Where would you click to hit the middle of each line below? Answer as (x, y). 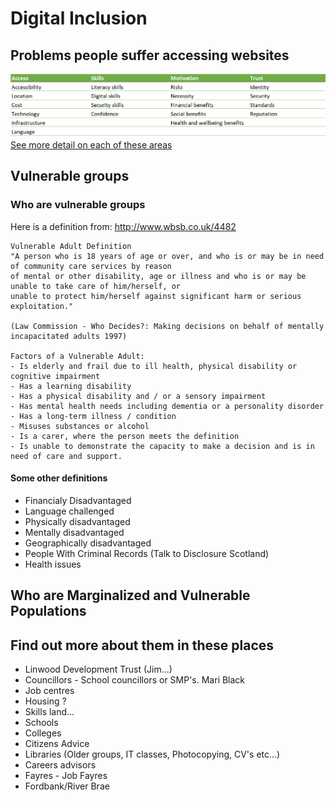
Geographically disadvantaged (88, 543)
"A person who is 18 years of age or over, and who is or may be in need (167, 256)
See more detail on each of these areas (91, 144)
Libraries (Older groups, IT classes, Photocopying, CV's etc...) (152, 754)
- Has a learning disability (71, 386)
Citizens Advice (57, 744)
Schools (41, 723)
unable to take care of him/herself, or (96, 286)
